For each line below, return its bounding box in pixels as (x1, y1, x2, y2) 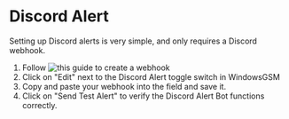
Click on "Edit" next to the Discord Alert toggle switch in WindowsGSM (21, 71, 281, 82)
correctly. (21, 99, 58, 110)
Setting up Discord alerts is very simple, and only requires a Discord (9, 36, 257, 46)
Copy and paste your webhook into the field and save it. (21, 81, 227, 91)
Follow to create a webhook (21, 62, 170, 73)
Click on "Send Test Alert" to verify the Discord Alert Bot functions (21, 91, 265, 101)
